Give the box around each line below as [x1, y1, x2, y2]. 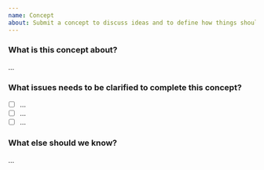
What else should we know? [8, 138, 118, 149]
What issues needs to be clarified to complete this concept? [8, 81, 242, 92]
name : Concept [8, 11, 55, 20]
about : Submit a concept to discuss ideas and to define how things [8, 19, 237, 27]
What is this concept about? [8, 45, 118, 56]
